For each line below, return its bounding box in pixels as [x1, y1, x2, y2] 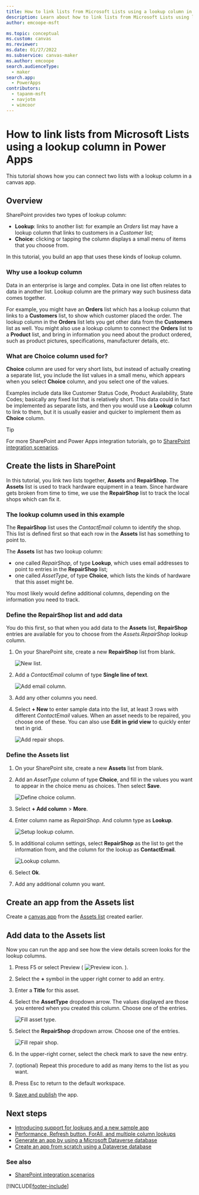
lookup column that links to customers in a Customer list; [14, 229, 154, 236]
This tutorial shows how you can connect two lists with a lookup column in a [6, 172, 192, 180]
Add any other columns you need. [14, 694, 98, 701]
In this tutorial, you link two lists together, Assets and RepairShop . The [6, 476, 179, 483]
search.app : [6, 75, 36, 81]
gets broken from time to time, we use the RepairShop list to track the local [6, 489, 190, 496]
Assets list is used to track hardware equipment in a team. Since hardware [6, 483, 188, 490]
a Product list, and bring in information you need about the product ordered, [6, 331, 192, 338]
